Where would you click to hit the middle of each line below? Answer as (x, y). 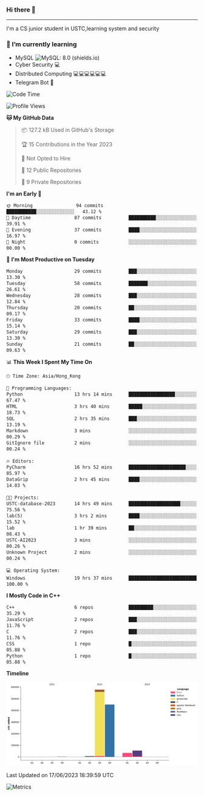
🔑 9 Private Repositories (51, 182)
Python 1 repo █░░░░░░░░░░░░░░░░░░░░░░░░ (102, 656)
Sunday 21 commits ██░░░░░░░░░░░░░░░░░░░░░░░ (102, 344)
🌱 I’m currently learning (42, 44)
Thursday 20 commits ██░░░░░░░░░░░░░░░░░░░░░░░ (102, 307)
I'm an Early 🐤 (24, 193)
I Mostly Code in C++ (33, 595)
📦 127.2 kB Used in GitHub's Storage (67, 129)
